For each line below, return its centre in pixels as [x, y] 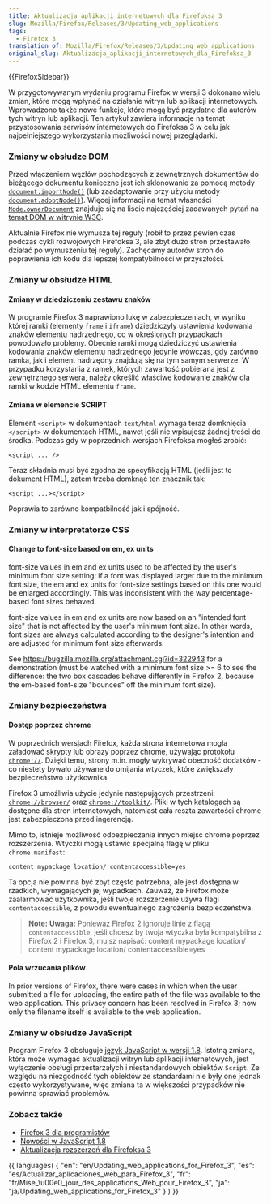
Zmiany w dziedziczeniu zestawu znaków [80, 299]
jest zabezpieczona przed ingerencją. [71, 819]
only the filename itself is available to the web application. [105, 1012]
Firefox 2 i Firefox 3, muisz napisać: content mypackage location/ [137, 940]
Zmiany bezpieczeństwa [58, 705]
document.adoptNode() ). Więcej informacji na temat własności [110, 200]
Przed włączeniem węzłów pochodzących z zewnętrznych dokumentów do [133, 174]
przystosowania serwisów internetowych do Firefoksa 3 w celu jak [119, 127]
